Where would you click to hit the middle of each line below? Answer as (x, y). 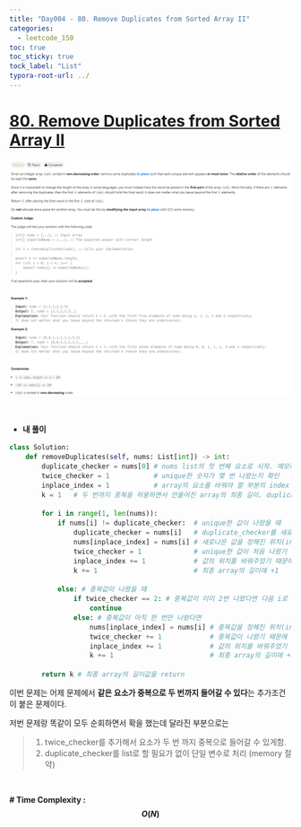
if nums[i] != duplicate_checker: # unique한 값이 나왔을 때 (169, 523)
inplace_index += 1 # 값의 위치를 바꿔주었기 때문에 (183, 561)
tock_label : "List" (46, 66)
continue (106, 608)
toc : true (28, 48)
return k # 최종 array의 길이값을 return (113, 675)
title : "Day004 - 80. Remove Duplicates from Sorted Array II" (130, 19)
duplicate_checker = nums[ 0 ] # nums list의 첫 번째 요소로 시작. (157, 466)
